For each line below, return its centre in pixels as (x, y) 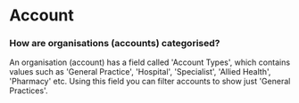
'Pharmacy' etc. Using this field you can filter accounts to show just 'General (150, 82)
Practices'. (29, 91)
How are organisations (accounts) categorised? (115, 44)
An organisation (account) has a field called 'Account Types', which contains (150, 62)
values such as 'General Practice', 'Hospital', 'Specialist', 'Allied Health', (140, 72)
